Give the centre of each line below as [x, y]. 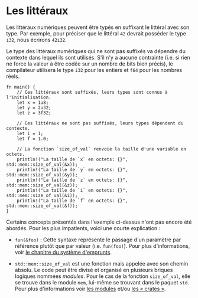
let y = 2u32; [34, 107]
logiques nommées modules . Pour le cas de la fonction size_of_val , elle [103, 276]
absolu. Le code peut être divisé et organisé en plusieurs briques [94, 270]
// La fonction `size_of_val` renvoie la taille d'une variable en [101, 149]
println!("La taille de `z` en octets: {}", [72, 180]
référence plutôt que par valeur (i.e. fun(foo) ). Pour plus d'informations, [102, 245]
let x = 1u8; [33, 102]
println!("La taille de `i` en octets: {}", [72, 190]
